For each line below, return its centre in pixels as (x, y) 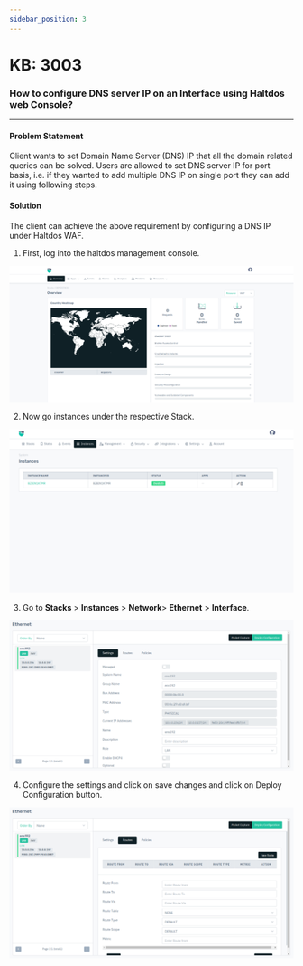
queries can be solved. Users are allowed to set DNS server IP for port (140, 166)
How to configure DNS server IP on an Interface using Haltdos (147, 93)
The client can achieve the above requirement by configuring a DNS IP (140, 225)
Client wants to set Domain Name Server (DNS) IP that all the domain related (151, 156)
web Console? (41, 104)
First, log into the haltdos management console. (111, 252)
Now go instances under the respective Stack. (108, 417)
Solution (26, 205)
